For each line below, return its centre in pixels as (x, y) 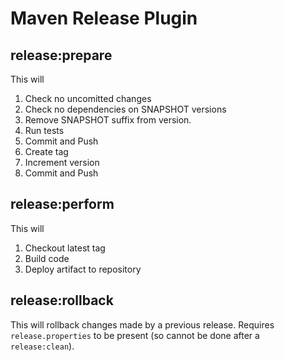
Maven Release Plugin (104, 18)
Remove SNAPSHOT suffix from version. (108, 120)
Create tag (46, 151)
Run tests (44, 130)
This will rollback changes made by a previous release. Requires (142, 324)
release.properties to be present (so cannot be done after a (135, 335)
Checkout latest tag (65, 248)
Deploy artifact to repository (83, 269)
